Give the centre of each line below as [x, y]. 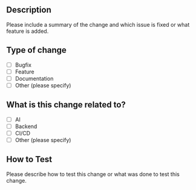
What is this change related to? [66, 105]
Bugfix [23, 65]
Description [29, 10]
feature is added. [28, 31]
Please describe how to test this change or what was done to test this [93, 174]
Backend [26, 126]
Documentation [34, 78]
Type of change [36, 50]
